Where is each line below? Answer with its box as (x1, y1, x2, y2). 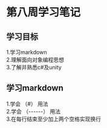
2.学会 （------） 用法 (6, 107, 61, 115)
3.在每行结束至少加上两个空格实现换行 (6, 115, 102, 123)
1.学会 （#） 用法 (6, 100, 48, 107)
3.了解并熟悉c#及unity (6, 64, 62, 71)
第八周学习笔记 (6, 5, 81, 19)
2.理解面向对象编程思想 (6, 56, 65, 63)
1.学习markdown (6, 49, 47, 56)
